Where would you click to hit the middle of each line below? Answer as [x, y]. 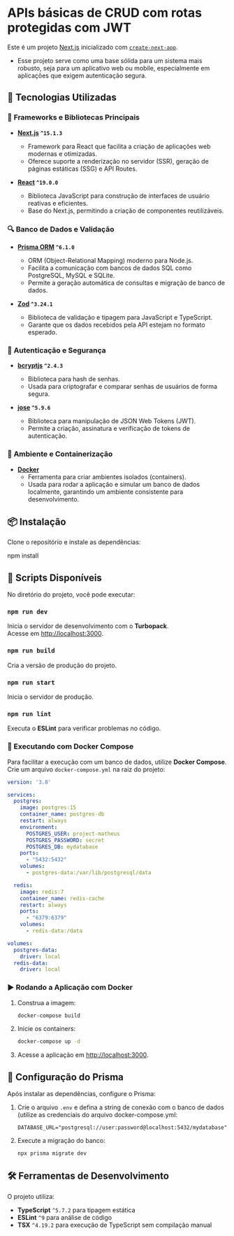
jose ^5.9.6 [34, 408]
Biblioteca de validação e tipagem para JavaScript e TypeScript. [120, 317]
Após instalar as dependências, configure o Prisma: [81, 1094]
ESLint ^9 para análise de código [65, 1217]
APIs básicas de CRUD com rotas [105, 13]
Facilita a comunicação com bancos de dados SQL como [110, 268]
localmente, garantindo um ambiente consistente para [105, 492]
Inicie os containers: [46, 1029]
